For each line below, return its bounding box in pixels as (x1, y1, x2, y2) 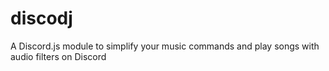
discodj (10, 7, 73, 30)
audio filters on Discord (10, 50, 107, 62)
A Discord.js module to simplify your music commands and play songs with (10, 40, 320, 52)
